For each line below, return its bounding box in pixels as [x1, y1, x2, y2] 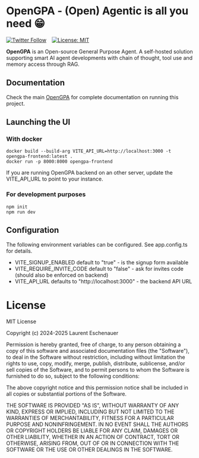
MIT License [6, 318, 37, 325]
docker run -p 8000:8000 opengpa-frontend [6, 159, 113, 165]
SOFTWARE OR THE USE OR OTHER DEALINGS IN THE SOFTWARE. [6, 446, 173, 453]
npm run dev [6, 209, 36, 215]
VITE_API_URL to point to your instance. [6, 175, 103, 182]
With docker [6, 135, 43, 143]
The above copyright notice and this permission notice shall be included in [6, 384, 188, 391]
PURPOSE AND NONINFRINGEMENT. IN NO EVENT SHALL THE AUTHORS [6, 421, 189, 428]
